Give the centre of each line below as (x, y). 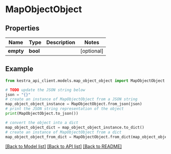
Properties (22, 28)
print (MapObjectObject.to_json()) (42, 114)
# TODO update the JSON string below (45, 90)
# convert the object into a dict (42, 122)
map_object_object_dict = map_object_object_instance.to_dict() (75, 127)
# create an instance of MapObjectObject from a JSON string (72, 99)
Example (19, 69)
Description (61, 42)
